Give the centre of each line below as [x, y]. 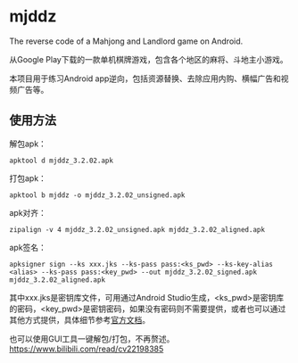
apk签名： [28, 247]
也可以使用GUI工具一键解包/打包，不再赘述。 [92, 338]
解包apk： [28, 144]
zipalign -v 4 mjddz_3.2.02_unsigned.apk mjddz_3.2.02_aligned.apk [137, 229]
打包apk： [28, 178]
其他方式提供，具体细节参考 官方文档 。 [79, 319]
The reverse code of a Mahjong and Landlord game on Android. [126, 41]
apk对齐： [28, 212]
